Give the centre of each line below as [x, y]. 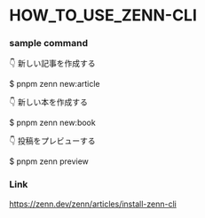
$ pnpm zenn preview [49, 161]
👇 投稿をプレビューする [52, 141]
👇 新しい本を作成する [49, 102]
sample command [49, 43]
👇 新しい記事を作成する [52, 64]
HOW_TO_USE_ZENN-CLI [103, 16]
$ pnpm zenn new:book [52, 123]
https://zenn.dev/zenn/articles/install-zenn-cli [93, 204]
